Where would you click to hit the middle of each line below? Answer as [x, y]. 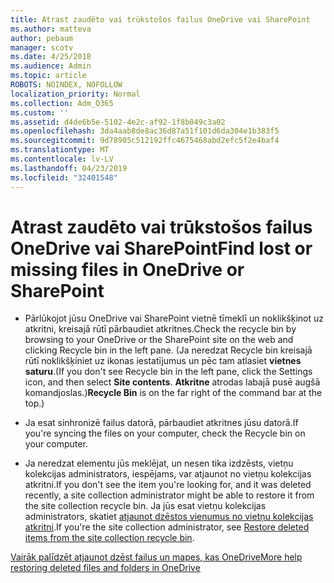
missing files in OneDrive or [127, 269]
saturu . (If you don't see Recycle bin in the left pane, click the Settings [168, 372]
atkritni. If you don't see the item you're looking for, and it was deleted [168, 485]
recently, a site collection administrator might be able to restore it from [169, 495]
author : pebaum [42, 38]
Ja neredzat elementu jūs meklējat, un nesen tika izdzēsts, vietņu [159, 463]
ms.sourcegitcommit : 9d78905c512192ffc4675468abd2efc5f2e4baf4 [145, 141]
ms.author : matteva [51, 29]
